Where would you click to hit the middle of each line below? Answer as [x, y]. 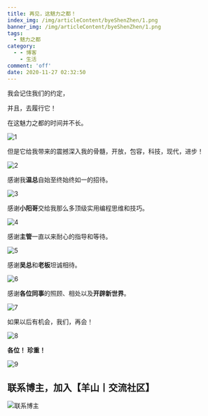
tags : [15, 33]
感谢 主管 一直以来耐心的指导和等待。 [60, 236]
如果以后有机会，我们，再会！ [50, 322]
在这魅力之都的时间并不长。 [47, 122]
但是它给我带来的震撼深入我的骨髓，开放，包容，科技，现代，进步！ [105, 151]
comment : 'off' [29, 66]
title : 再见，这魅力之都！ [42, 14]
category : [22, 46]
